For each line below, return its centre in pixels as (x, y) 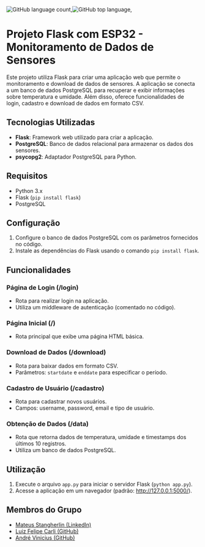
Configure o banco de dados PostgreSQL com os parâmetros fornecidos (107, 238)
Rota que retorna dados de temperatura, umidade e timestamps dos (101, 437)
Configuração (33, 223)
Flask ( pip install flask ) (48, 197)
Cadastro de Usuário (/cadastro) (55, 388)
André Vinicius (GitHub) (45, 538)
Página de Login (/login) (43, 287)
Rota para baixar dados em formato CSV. (66, 366)
